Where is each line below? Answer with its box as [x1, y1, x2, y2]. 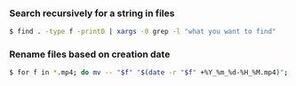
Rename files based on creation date [9, 48, 171, 60]
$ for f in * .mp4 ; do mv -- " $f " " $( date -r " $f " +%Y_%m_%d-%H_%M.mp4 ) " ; [9, 68, 289, 77]
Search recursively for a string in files [9, 7, 175, 20]
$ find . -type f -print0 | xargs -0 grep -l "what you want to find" [9, 27, 276, 36]
